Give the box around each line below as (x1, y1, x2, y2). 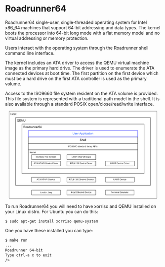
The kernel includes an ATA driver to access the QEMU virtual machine (5, 60, 149, 66)
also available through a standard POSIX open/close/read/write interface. (5, 101, 154, 107)
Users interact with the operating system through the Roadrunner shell (5, 45, 149, 51)
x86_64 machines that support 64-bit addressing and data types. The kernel (5, 24, 161, 30)
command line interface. (5, 50, 55, 56)
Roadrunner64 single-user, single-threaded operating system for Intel (5, 19, 147, 25)
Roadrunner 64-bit (5, 248, 43, 253)
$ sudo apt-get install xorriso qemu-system (5, 219, 98, 224)
